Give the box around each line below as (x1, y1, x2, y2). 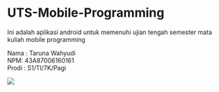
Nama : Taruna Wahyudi (7, 49, 76, 57)
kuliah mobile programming (7, 35, 86, 43)
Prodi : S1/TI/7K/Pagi (7, 63, 66, 72)
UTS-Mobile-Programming (7, 5, 165, 21)
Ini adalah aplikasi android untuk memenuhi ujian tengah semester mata (7, 28, 213, 36)
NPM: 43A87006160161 (7, 56, 74, 64)
